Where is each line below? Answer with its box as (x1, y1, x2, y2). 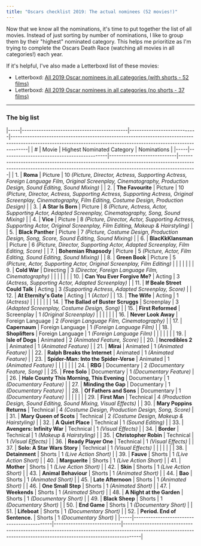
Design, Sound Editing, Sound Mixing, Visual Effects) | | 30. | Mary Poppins (6, 400, 193, 407)
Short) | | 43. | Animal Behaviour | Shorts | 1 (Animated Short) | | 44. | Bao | (6, 470, 193, 477)
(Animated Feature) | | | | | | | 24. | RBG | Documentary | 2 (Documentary (6, 361, 184, 369)
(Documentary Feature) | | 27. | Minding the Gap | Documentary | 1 (6, 381, 170, 388)
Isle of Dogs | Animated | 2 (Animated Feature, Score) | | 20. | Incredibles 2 (6, 336, 193, 343)
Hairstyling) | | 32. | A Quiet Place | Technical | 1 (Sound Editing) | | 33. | (6, 419, 184, 426)
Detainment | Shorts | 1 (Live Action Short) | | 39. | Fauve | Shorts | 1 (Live (6, 450, 188, 458)
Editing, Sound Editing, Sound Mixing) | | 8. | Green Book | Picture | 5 (6, 253, 176, 260)
